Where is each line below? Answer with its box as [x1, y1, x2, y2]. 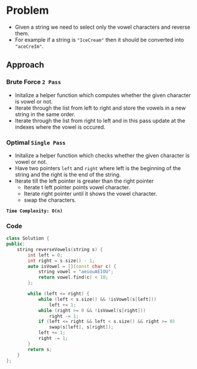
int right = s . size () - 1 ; [28, 258, 95, 264]
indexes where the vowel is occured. [14, 123, 106, 131]
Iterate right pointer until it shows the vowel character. [23, 190, 157, 197]
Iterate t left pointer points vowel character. [23, 183, 131, 190]
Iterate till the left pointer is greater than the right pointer [14, 177, 154, 184]
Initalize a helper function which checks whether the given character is [14, 152, 190, 159]
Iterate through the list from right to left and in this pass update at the [14, 117, 186, 124]
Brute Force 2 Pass [6, 78, 62, 86]
